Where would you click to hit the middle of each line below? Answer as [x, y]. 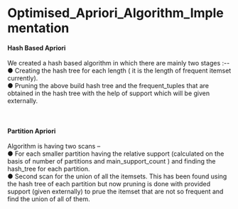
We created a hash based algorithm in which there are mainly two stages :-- [119, 63]
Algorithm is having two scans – [54, 146]
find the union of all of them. [49, 199]
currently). [23, 78]
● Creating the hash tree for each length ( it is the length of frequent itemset [119, 70]
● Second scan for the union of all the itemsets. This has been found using [117, 176]
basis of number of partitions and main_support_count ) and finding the [112, 161]
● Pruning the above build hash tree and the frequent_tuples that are [108, 85]
